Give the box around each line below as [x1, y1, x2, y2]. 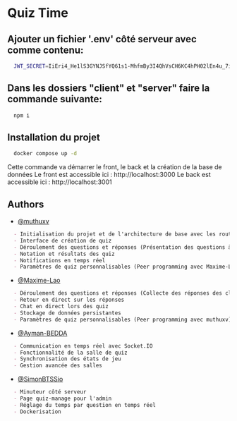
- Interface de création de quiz [13, 237, 112, 244]
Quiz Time [7, 5, 68, 21]
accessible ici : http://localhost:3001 [7, 178, 112, 186]
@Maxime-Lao [17, 276, 61, 285]
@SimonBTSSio [17, 375, 63, 384]
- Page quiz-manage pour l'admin [13, 395, 112, 403]
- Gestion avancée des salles [13, 362, 102, 370]
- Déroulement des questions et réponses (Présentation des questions [13, 243, 226, 251]
